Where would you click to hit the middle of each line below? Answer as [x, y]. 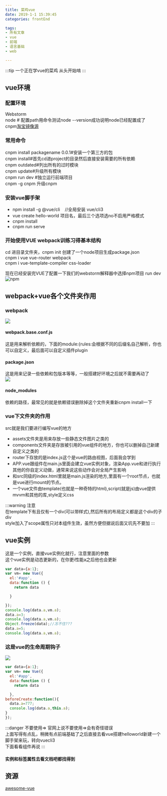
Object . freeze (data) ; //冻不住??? [39, 624]
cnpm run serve [29, 226]
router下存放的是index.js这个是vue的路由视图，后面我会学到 [74, 457]
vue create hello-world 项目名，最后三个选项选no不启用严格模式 [78, 215]
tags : [11, 28]
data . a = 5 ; [15, 629]
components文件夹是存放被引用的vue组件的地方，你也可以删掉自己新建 [86, 445]
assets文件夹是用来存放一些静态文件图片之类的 [61, 439]
